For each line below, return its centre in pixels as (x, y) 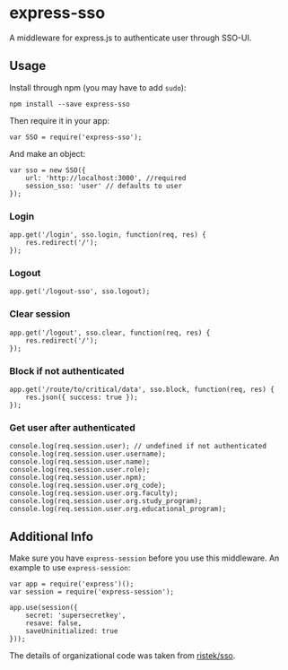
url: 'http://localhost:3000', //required (106, 178)
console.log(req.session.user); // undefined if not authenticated (138, 447)
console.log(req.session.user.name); (80, 462)
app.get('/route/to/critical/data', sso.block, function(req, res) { (142, 389)
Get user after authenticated (73, 427)
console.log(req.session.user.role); (80, 470)
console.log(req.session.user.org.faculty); (94, 493)
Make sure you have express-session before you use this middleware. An (144, 558)
